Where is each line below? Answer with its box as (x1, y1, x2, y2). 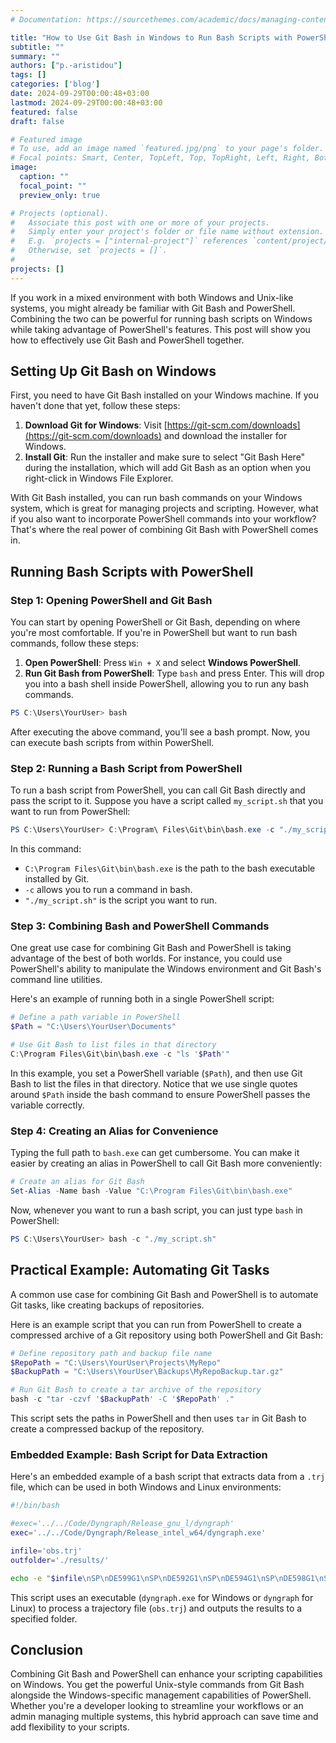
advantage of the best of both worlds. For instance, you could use (10, 952, 283, 965)
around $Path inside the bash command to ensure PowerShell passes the (10, 1088, 311, 1100)
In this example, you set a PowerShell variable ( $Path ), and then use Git (10, 1067, 303, 1079)
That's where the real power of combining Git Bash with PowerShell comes (10, 524, 319, 536)
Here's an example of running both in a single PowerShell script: (10, 993, 275, 1005)
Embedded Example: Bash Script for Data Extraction (10, 1448, 268, 1461)
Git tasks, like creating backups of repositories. (10, 1299, 205, 1311)
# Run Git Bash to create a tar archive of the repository (10, 1385, 262, 1395)
